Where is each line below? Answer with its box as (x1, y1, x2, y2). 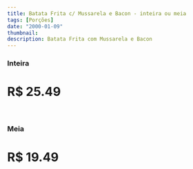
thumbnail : (7, 29, 39, 37)
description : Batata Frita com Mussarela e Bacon (7, 36, 153, 43)
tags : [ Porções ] (7, 17, 54, 23)
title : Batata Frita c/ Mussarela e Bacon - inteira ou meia (7, 10, 187, 17)
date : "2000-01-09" (7, 23, 63, 30)
